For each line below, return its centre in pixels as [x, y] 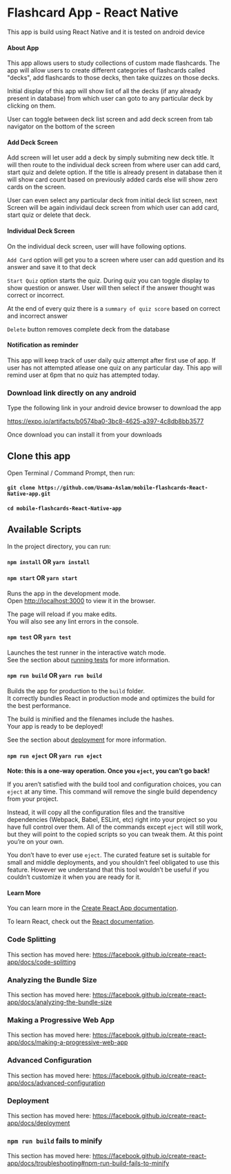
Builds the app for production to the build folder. [76, 691]
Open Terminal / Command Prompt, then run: [71, 473]
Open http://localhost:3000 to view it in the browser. [81, 600]
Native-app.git [29, 494]
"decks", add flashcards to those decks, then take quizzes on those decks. [113, 78]
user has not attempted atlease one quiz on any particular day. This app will [115, 367]
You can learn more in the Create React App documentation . [93, 908]
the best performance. [39, 706]
